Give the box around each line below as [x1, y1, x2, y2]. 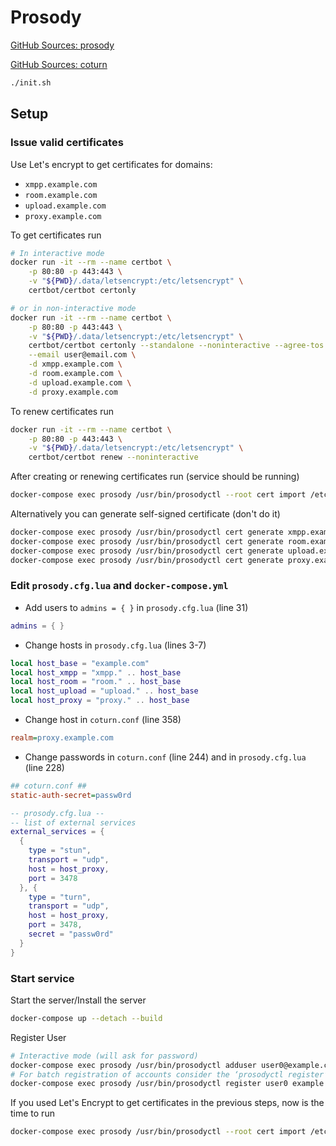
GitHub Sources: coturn [10, 58, 108, 70]
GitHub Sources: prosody [10, 39, 115, 51]
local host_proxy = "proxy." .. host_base [10, 696, 190, 706]
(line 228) [24, 761, 65, 773]
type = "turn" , [28, 892, 92, 902]
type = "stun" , [28, 846, 92, 856]
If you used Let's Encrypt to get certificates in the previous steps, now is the [10, 1097, 325, 1109]
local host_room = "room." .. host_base [10, 677, 182, 687]
